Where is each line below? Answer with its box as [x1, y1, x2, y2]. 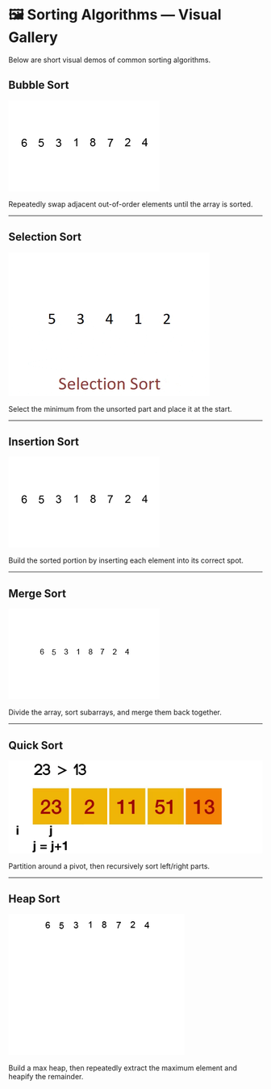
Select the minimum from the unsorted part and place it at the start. [8, 404, 232, 413]
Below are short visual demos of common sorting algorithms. [8, 55, 211, 65]
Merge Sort [8, 586, 67, 601]
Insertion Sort [8, 434, 79, 448]
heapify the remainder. [8, 1072, 84, 1082]
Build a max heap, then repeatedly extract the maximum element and [8, 1063, 238, 1073]
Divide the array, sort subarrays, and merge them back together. [8, 707, 222, 718]
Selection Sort [8, 230, 82, 244]
